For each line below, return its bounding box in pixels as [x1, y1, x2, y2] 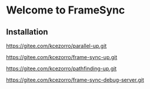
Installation [6, 27, 48, 37]
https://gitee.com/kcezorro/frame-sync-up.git [6, 54, 118, 60]
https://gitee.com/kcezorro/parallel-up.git [6, 42, 107, 49]
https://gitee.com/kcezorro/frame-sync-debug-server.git [6, 77, 144, 83]
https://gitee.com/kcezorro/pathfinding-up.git [6, 65, 117, 72]
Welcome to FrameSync [6, 4, 125, 17]
